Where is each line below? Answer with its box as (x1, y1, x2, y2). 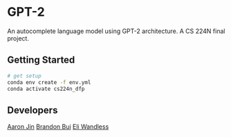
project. (7, 34, 30, 42)
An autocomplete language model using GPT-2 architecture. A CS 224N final (7, 27, 225, 35)
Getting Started (7, 54, 75, 66)
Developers (7, 104, 58, 116)
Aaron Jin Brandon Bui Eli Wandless (7, 123, 109, 131)
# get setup (7, 72, 41, 79)
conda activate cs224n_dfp (7, 85, 85, 92)
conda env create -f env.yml (7, 78, 91, 86)
